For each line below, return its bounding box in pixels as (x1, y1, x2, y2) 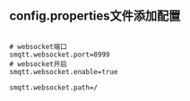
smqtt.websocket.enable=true (9, 67, 118, 76)
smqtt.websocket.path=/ (9, 83, 99, 92)
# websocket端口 (9, 42, 67, 51)
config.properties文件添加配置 (9, 8, 181, 24)
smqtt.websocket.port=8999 (9, 50, 110, 59)
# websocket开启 (9, 59, 67, 69)
